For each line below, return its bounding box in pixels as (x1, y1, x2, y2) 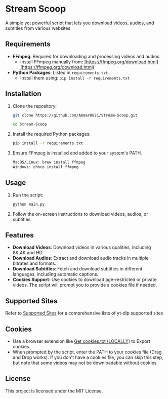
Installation (5, 90, 41, 98)
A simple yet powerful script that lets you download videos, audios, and (5, 20, 154, 26)
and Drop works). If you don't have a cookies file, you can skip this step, (12, 354, 163, 361)
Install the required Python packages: (12, 131, 91, 137)
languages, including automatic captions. (12, 271, 99, 277)
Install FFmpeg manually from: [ (20, 59, 87, 65)
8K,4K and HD (12, 250, 43, 256)
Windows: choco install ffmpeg (12, 165, 79, 170)
